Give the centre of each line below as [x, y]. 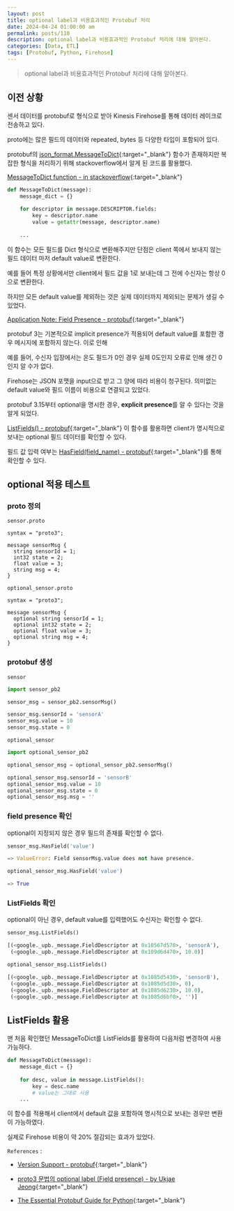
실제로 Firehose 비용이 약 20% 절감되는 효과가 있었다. [81, 1137]
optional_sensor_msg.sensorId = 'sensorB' [70, 777]
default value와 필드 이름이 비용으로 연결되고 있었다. [79, 389]
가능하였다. [30, 1122]
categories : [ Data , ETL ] [43, 46]
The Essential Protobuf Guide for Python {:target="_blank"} [101, 1201]
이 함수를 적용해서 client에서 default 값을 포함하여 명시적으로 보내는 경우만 [109, 1114]
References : [25, 1151]
